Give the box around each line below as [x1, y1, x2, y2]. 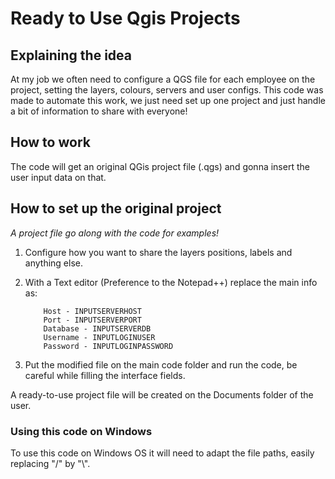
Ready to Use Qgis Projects [10, 7, 241, 30]
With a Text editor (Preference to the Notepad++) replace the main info [24, 276, 318, 288]
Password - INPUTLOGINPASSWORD [43, 341, 174, 351]
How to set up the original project [10, 200, 222, 217]
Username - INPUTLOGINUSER [43, 332, 156, 342]
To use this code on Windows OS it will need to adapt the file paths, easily [10, 447, 315, 459]
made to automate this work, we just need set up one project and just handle [10, 95, 326, 106]
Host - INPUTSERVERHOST [43, 306, 142, 316]
